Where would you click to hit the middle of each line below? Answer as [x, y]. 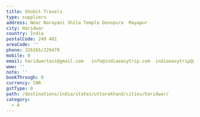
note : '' [17, 72]
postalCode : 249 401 [32, 39]
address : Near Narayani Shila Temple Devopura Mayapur [77, 22]
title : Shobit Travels [34, 12]
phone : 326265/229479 [33, 50]
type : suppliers [26, 17]
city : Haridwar [25, 28]
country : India [25, 34]
